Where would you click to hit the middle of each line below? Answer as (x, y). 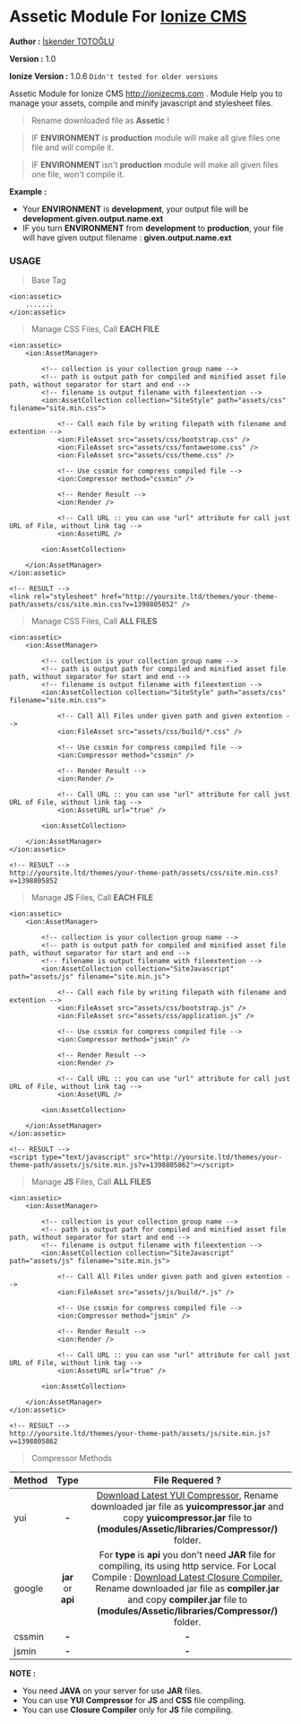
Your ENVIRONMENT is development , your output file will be (135, 209)
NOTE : (22, 1674)
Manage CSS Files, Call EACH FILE (95, 329)
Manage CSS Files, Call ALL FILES (94, 622)
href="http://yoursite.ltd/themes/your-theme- (190, 597)
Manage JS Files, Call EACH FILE (92, 898)
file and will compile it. (73, 147)
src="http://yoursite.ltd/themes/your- (207, 1158)
